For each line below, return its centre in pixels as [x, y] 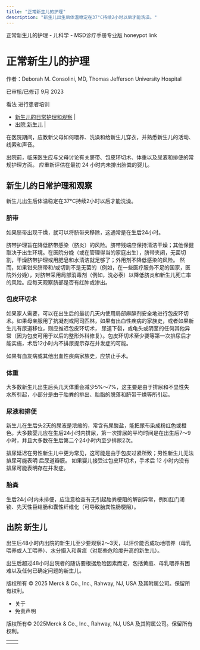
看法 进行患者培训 [28, 105]
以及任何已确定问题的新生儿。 [48, 571]
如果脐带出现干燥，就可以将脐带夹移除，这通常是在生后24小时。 [85, 232]
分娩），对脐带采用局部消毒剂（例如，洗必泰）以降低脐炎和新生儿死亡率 [104, 275]
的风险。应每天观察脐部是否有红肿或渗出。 [58, 282]
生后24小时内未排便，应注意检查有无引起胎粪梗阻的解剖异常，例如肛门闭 [96, 499]
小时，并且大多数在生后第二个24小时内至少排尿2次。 [71, 440]
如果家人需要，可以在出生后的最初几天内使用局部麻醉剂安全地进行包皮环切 [97, 313]
